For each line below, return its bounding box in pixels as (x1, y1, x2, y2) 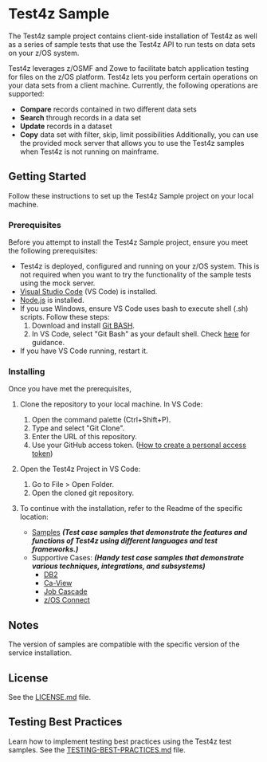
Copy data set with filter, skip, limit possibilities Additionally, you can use (19, 129, 259, 139)
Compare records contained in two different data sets (19, 104, 197, 114)
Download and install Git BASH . (31, 320, 135, 331)
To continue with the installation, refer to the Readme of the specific (19, 504, 243, 513)
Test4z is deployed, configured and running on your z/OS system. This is (19, 261, 260, 271)
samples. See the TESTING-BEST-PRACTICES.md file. (8, 744, 186, 754)
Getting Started (8, 170, 87, 183)
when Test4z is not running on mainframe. (19, 147, 159, 156)
